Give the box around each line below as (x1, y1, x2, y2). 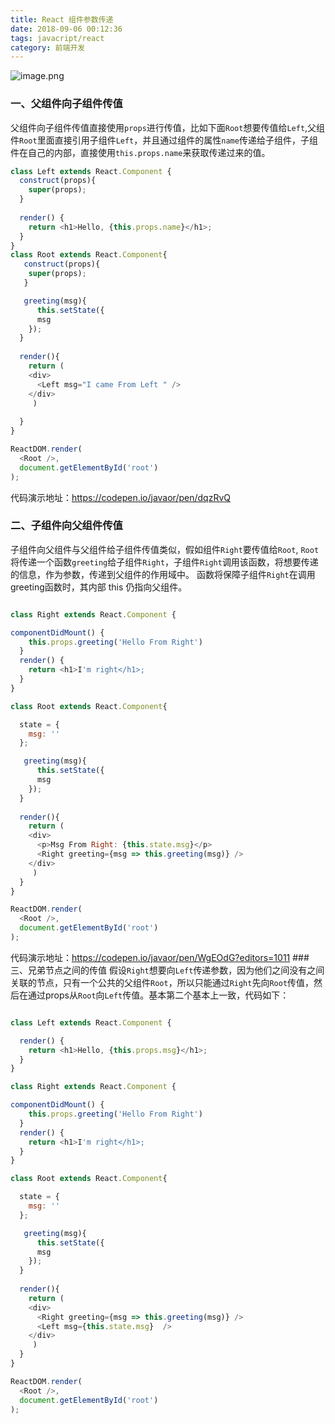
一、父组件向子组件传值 (10, 97, 123, 111)
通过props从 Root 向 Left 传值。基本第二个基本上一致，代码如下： (27, 989, 290, 1001)
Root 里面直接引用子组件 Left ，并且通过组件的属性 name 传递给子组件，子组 (19, 134, 318, 146)
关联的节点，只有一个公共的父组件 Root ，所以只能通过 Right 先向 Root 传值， (10, 976, 315, 988)
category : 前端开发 (10, 42, 86, 53)
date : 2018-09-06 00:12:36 (10, 24, 123, 34)
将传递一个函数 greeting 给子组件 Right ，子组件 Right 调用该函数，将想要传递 (10, 556, 319, 568)
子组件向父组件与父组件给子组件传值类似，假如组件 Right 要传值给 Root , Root (10, 543, 320, 555)
